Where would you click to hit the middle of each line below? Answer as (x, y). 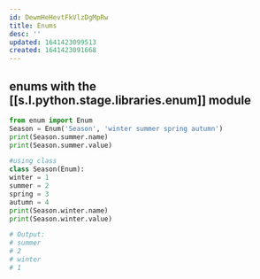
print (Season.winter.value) (61, 219)
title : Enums (33, 26)
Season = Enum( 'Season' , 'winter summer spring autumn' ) (116, 128)
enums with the (53, 86)
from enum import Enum (51, 120)
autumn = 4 (29, 202)
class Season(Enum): (47, 169)
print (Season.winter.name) (59, 210)
